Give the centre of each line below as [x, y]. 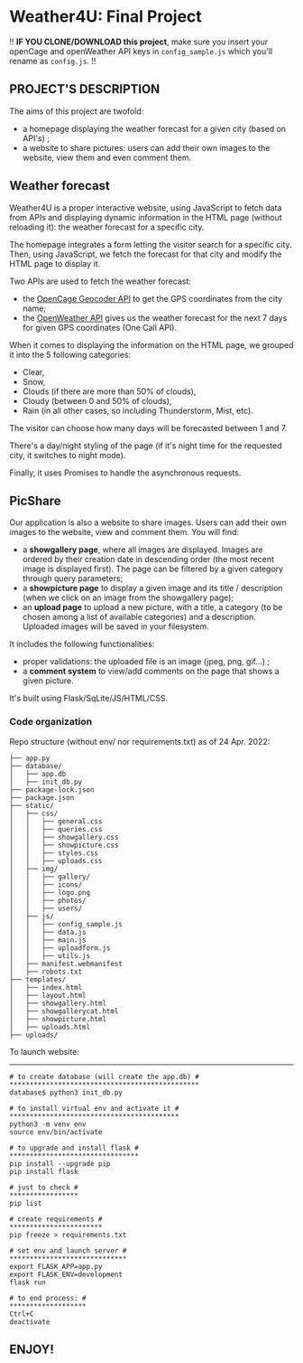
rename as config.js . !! [53, 61]
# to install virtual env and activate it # [94, 1108]
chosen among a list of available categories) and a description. [139, 617]
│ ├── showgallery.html [58, 1003]
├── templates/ [38, 979]
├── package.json [42, 797]
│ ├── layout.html [48, 995]
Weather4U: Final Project [106, 17]
